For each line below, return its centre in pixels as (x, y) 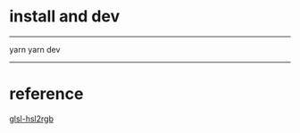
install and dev (65, 17)
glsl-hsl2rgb (31, 119)
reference (46, 94)
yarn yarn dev (35, 49)
